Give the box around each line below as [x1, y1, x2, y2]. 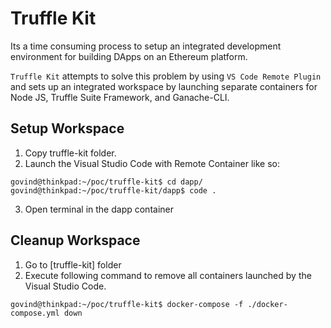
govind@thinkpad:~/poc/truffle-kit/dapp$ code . [10, 185, 217, 196]
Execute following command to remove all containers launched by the [24, 269, 312, 281]
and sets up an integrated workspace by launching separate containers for [10, 80, 318, 92]
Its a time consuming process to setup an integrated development [10, 40, 282, 52]
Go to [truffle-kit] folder [24, 258, 122, 271]
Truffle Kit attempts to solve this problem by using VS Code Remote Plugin [10, 70, 322, 82]
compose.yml [10, 308, 60, 318]
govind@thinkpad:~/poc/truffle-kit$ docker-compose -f [10, 299, 244, 309]
